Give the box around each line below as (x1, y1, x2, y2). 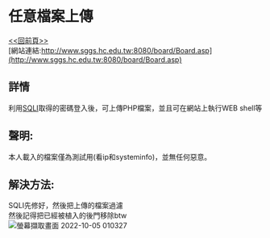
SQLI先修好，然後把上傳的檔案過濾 (8, 201, 123, 211)
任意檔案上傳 (8, 7, 94, 26)
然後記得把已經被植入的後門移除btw (8, 211, 127, 220)
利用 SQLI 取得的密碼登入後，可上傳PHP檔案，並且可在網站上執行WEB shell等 (8, 102, 263, 113)
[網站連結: (8, 45, 42, 55)
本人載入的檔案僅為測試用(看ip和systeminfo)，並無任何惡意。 (8, 152, 212, 161)
